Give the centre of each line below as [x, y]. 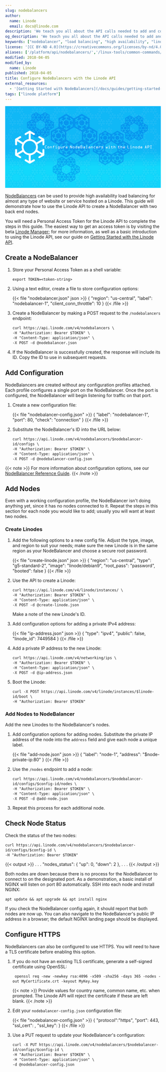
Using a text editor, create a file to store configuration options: [76, 288]
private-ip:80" [26, 760]
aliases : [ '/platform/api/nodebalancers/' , [51, 52]
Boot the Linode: [29, 682]
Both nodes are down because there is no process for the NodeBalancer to [82, 873]
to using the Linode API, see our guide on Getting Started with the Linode [80, 237]
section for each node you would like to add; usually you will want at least [80, 511]
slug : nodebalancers [26, 10]
